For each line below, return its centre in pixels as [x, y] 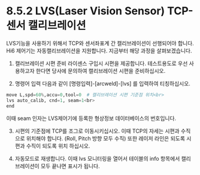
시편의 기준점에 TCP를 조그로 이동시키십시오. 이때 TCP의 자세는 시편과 [97, 131]
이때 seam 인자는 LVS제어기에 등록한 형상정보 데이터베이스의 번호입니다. [91, 118]
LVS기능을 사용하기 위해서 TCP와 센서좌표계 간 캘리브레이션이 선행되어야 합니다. [100, 43]
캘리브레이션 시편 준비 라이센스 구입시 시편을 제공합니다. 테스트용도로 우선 [101, 63]
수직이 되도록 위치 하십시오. [58, 146]
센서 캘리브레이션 [46, 26]
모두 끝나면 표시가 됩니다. [70, 166]
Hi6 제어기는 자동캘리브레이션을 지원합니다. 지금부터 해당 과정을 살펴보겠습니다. [99, 50]
